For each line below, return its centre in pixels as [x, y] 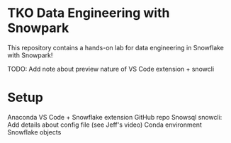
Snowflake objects [34, 132]
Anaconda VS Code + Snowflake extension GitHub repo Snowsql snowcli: [115, 117]
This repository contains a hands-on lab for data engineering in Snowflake [116, 47]
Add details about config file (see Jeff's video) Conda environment [105, 125]
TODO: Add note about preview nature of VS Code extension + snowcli [111, 69]
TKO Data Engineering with [89, 13]
